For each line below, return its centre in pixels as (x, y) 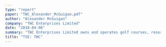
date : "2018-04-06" (25, 28)
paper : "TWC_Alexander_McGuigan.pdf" (44, 14)
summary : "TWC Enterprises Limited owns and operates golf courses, (77, 32)
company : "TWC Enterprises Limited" (43, 23)
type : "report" (21, 10)
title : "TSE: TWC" (24, 37)
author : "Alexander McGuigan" (36, 19)
